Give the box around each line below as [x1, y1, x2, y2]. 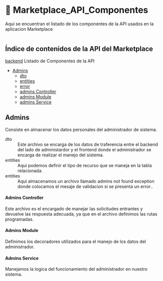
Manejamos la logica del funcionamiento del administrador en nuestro [5, 266, 148, 272]
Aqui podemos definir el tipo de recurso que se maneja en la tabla [17, 162, 152, 168]
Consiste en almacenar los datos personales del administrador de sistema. [5, 126, 158, 133]
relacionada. [17, 168, 43, 174]
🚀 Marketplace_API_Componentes [5, 4, 149, 16]
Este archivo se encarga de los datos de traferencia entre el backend [17, 141, 159, 147]
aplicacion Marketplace [5, 26, 53, 32]
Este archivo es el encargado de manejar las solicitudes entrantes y [5, 205, 143, 212]
